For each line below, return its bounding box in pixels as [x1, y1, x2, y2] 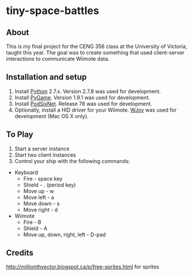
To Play [6, 130, 34, 140]
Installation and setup [6, 72, 87, 82]
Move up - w [23, 187, 54, 194]
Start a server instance [14, 145, 70, 152]
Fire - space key [23, 175, 63, 182]
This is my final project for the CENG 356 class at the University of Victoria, [6, 43, 188, 50]
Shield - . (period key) [23, 181, 76, 188]
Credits [6, 248, 34, 258]
